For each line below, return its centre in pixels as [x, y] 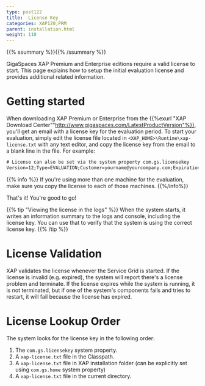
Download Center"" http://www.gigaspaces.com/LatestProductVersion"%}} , [101, 125]
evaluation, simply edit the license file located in [67, 138]
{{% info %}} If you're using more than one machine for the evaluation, [95, 179]
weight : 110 [21, 35]
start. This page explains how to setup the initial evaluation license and [95, 70]
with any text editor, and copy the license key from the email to [117, 145]
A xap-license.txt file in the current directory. [73, 376]
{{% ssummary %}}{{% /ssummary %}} [56, 52]
